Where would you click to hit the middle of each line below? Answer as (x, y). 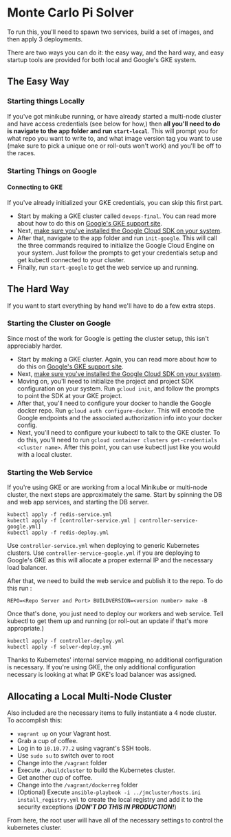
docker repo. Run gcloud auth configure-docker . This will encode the (115, 410)
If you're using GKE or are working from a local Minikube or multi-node (107, 487)
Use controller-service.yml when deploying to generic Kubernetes (103, 546)
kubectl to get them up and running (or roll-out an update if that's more (108, 621)
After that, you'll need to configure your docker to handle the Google (114, 403)
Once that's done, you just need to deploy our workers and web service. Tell (115, 614)
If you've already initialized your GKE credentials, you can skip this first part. (115, 202)
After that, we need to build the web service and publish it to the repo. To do (115, 581)
